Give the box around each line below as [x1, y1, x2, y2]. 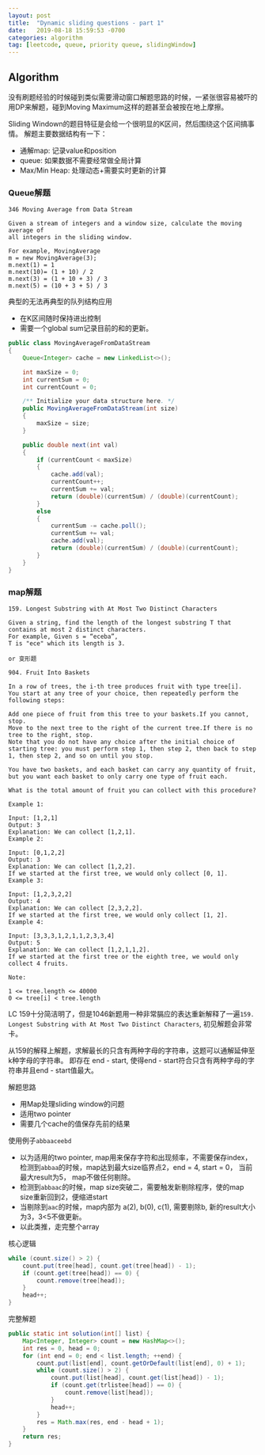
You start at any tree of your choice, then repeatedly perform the [8, 690, 239, 697]
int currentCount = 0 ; [22, 383, 97, 391]
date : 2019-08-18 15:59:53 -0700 [8, 26, 126, 34]
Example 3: [8, 876, 44, 884]
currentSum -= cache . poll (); [50, 522, 147, 530]
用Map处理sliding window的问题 [19, 1099, 125, 1108]
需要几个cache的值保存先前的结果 [19, 1119, 131, 1128]
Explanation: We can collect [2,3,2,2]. [8, 904, 144, 912]
